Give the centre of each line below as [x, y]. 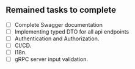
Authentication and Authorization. [57, 38]
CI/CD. [23, 45]
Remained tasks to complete [61, 10]
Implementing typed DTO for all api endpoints [72, 31]
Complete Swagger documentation [59, 24]
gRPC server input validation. [51, 59]
